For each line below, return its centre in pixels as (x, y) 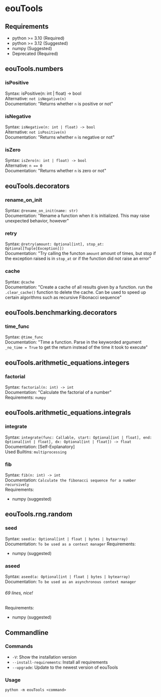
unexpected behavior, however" (37, 221)
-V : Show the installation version (44, 657)
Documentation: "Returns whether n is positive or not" (59, 104)
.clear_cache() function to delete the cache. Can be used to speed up (76, 292)
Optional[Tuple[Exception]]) (35, 249)
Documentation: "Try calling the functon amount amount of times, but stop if (80, 253)
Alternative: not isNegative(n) (36, 98)
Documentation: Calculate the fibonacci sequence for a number (71, 480)
